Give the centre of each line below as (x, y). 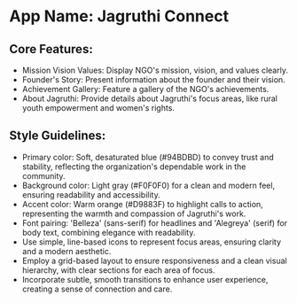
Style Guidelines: (58, 136)
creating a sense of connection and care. (97, 289)
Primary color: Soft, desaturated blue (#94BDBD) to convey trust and (148, 157)
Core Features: (51, 49)
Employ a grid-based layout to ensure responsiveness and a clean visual (154, 260)
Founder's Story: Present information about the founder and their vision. (153, 80)
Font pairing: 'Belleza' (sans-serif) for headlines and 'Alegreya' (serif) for (155, 222)
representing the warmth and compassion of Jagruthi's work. (134, 214)
